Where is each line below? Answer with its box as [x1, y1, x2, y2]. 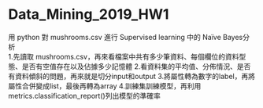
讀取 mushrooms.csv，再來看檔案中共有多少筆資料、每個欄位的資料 [19, 52, 239, 61]
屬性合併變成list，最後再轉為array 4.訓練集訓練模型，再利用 [8, 81, 202, 91]
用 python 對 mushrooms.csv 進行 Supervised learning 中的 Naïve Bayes [8, 32, 243, 41]
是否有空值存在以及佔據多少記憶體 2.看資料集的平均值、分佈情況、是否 [21, 61, 251, 71]
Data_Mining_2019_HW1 [8, 5, 169, 23]
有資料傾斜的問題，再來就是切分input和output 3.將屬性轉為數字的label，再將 [8, 71, 256, 81]
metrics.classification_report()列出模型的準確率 [8, 91, 161, 100]
